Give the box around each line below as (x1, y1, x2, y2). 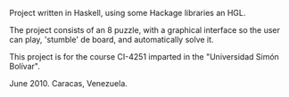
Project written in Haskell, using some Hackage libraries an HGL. (9, 8, 246, 18)
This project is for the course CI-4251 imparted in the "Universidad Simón (9, 52, 279, 61)
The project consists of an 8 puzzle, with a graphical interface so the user (9, 25, 281, 35)
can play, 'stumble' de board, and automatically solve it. (9, 35, 214, 44)
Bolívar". (9, 61, 40, 71)
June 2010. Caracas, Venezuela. (9, 78, 128, 88)
